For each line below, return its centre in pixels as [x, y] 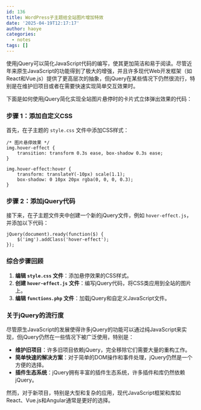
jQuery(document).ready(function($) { [55, 235]
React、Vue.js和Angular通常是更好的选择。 [60, 400]
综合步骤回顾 [25, 261]
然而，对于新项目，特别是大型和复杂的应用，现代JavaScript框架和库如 [94, 393]
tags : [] [17, 46]
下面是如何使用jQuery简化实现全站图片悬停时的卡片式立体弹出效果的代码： [99, 99]
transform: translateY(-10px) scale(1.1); [71, 175]
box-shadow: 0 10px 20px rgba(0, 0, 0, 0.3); [75, 180]
